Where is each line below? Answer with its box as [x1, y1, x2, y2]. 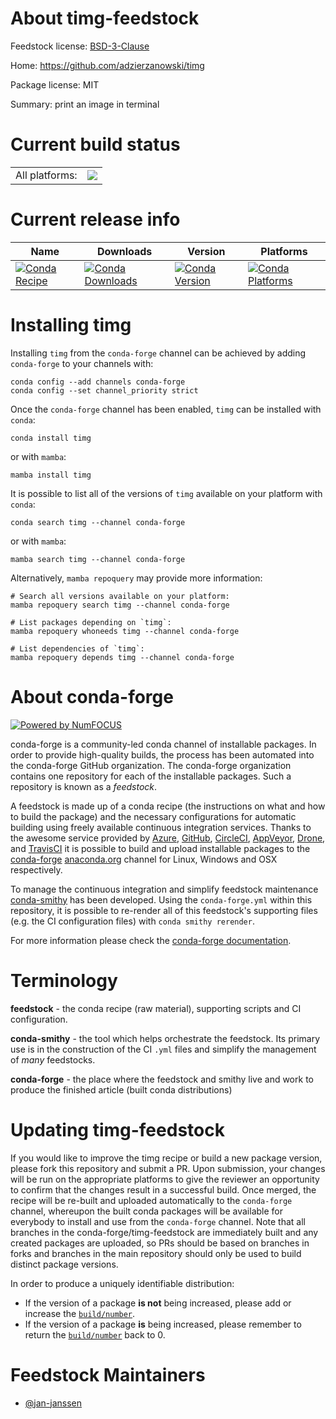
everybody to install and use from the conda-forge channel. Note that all [10, 1215, 306, 1227]
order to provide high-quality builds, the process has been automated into [10, 748, 315, 761]
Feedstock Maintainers [10, 1363, 206, 1386]
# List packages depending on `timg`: [10, 617, 172, 627]
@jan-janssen [24, 1397, 83, 1409]
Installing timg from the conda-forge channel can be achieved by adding [10, 347, 307, 359]
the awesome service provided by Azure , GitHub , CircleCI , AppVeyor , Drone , [10, 832, 326, 844]
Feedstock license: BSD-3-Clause [10, 40, 150, 52]
